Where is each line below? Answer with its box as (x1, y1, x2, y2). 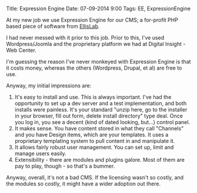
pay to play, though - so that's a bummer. (14, 162, 115, 169)
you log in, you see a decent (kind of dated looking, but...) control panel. (14, 119, 191, 126)
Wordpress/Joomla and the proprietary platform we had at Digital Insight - (6, 41, 186, 47)
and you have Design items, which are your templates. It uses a (14, 131, 169, 138)
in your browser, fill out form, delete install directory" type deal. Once (14, 112, 183, 119)
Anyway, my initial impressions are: (6, 82, 91, 89)
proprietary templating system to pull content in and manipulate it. (14, 138, 175, 144)
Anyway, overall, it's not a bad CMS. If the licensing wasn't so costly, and (6, 174, 184, 181)
